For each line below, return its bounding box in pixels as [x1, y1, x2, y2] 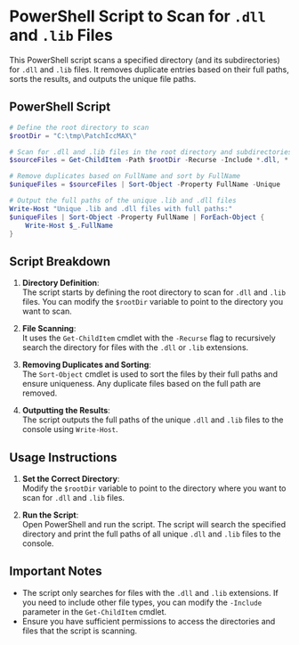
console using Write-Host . [21, 424, 118, 435]
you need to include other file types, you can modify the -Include [21, 597, 263, 608]
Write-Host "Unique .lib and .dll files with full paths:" [9, 204, 233, 213]
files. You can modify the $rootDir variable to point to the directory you [21, 297, 283, 307]
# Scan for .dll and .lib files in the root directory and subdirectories [9, 147, 293, 157]
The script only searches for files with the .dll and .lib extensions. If [21, 587, 279, 598]
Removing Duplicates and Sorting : [21, 359, 151, 371]
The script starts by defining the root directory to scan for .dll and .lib [21, 287, 287, 298]
